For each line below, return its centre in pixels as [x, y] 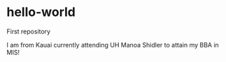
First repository [28, 31]
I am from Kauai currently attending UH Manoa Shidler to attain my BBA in [113, 45]
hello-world [41, 12]
